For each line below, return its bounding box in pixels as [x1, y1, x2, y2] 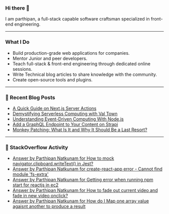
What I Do [5, 39, 30, 46]
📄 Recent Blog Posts [5, 94, 55, 101]
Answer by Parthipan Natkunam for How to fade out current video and [12, 187, 158, 193]
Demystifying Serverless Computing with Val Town [12, 111, 118, 117]
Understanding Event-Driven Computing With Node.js [12, 116, 124, 122]
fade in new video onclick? [12, 193, 68, 199]
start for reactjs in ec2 [12, 182, 59, 188]
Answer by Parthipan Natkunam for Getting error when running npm [12, 177, 153, 183]
